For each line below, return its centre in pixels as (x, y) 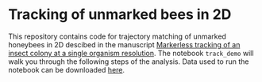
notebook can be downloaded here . (67, 69)
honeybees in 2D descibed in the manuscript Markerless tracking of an (124, 44)
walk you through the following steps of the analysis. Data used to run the (129, 61)
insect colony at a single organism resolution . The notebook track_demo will (131, 53)
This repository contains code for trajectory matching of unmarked (117, 36)
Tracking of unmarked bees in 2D (120, 15)
